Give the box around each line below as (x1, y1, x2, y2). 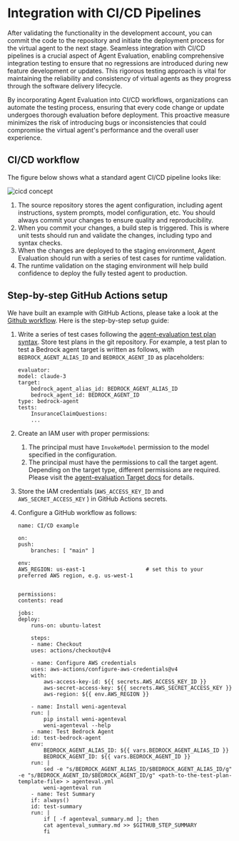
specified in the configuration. (28, 450, 117, 459)
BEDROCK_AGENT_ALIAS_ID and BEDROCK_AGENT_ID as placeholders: (17, 352, 205, 361)
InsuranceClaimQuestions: (31, 410, 108, 417)
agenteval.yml (72, 778, 114, 785)
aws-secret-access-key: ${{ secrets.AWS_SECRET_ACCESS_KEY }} (44, 684, 233, 691)
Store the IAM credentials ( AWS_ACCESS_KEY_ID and (17, 486, 164, 495)
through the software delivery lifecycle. (7, 81, 123, 90)
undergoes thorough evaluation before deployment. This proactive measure (7, 111, 230, 119)
